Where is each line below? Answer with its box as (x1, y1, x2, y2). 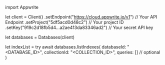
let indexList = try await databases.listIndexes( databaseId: (5, 44, 126, 49)
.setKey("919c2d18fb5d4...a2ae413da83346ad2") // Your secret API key (5, 24, 153, 30)
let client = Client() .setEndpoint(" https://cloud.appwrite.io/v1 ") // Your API (5, 14, 157, 19)
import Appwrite (5, 4, 39, 10)
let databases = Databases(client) (5, 34, 75, 40)
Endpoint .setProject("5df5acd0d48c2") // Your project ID (5, 19, 124, 25)
